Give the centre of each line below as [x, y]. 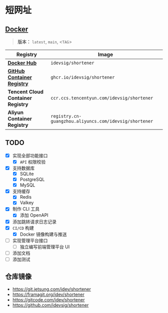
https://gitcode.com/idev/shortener [48, 299]
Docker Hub [22, 63]
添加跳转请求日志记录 [34, 222]
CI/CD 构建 [23, 228]
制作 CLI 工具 [26, 209]
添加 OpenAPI [34, 215]
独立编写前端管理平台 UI [45, 247]
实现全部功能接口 [30, 155]
